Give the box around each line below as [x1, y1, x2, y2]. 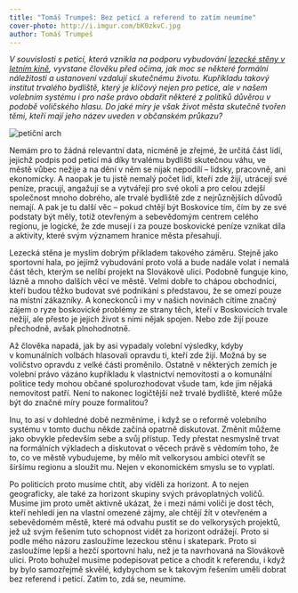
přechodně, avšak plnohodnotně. [9, 323, 131, 334]
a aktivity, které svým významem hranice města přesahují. [9, 231, 222, 241]
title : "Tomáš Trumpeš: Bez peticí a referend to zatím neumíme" [9, 12, 256, 22]
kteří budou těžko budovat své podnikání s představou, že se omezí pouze [9, 286, 282, 296]
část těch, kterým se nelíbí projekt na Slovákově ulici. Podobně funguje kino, [9, 266, 289, 277]
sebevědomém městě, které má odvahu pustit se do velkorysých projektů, [9, 517, 281, 528]
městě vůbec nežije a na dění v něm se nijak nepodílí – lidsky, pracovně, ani [9, 164, 286, 175]
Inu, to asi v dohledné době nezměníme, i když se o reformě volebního [9, 415, 267, 426]
